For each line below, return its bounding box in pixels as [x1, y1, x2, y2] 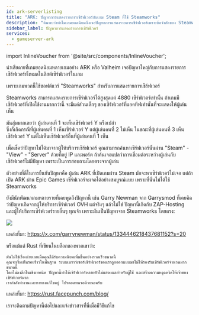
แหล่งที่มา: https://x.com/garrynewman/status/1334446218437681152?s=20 [6, 230, 187, 237]
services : [6, 31, 31, 37]
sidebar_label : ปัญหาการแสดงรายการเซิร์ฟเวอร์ [6, 25, 99, 31]
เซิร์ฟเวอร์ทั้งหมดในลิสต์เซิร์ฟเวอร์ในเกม [6, 70, 83, 77]
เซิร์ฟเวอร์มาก [6, 275, 28, 281]
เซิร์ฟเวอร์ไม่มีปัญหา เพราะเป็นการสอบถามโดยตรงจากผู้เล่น [6, 158, 120, 164]
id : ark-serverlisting [6, 8, 62, 15]
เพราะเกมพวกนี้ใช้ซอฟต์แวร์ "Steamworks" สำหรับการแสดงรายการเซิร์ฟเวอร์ [6, 82, 161, 89]
